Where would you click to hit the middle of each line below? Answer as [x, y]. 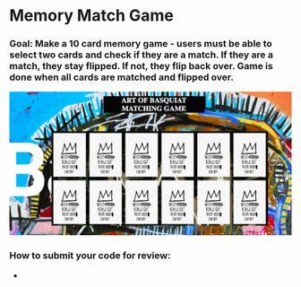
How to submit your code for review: [90, 256]
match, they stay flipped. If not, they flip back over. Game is [141, 66]
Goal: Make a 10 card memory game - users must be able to [141, 44]
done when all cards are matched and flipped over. [122, 77]
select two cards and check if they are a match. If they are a [141, 55]
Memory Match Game [92, 16]
